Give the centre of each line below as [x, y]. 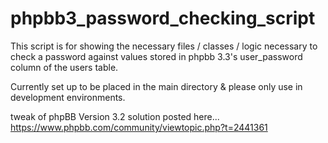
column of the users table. [64, 67]
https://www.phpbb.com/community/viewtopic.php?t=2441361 [139, 127]
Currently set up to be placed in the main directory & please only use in [156, 86]
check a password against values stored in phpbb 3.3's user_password [156, 56]
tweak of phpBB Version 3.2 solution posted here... [115, 116]
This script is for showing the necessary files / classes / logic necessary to [164, 46]
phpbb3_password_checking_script [163, 18]
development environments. [68, 97]
